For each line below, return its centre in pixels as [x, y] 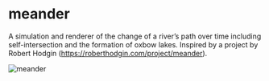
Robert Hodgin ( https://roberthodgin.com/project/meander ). [108, 53]
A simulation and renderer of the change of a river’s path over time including [135, 36]
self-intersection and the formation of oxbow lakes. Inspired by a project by [133, 44]
